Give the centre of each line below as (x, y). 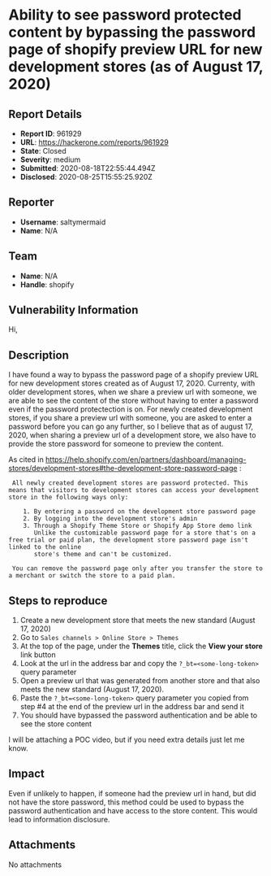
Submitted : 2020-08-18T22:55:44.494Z (88, 168)
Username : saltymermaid (63, 222)
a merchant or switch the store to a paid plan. (92, 576)
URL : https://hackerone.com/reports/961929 (94, 142)
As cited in (26, 460)
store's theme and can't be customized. (103, 555)
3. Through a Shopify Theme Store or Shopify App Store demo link (138, 526)
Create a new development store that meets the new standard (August (138, 621)
